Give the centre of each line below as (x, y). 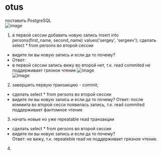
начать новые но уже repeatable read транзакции (63, 119)
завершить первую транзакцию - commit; (55, 85)
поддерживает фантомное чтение (47, 110)
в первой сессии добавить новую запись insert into (65, 35)
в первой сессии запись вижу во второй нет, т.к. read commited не (81, 65)
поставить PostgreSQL (28, 20)
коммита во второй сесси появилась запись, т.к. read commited (78, 104)
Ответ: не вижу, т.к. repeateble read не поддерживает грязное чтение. (85, 139)
